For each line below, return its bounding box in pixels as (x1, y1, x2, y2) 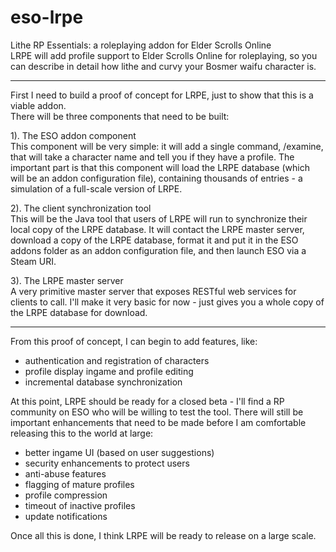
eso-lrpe (10, 6, 84, 29)
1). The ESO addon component (10, 129, 137, 141)
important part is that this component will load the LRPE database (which (10, 161, 310, 173)
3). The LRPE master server (10, 274, 124, 286)
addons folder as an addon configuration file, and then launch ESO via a (10, 244, 307, 256)
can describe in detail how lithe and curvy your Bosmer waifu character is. (10, 60, 317, 72)
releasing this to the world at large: (10, 427, 154, 439)
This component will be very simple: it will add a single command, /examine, (10, 140, 324, 152)
